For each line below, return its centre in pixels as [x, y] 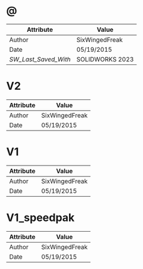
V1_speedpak [41, 218]
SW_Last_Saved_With [40, 59]
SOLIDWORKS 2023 [105, 59]
